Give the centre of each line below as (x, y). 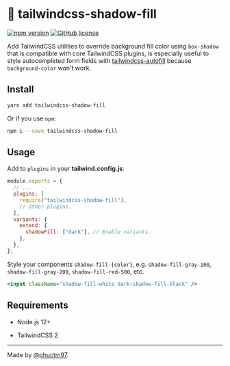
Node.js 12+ (34, 322)
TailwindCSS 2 (37, 335)
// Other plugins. (46, 207)
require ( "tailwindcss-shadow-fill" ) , (73, 200)
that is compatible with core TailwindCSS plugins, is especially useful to (108, 53)
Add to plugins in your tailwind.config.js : (66, 169)
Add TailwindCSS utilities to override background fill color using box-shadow (113, 46)
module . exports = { (35, 181)
